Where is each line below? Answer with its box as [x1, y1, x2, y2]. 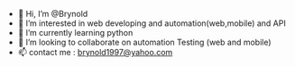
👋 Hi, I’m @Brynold [17, 9, 88, 19]
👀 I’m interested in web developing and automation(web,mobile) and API [17, 18, 286, 29]
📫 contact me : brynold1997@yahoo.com [17, 47, 173, 57]
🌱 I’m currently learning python [17, 28, 134, 37]
